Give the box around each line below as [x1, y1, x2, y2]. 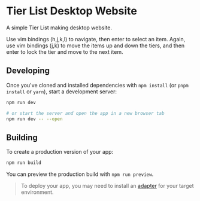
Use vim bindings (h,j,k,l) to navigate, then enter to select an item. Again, [6, 35, 186, 42]
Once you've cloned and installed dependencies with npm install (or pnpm [6, 81, 189, 89]
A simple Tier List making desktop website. [6, 24, 113, 31]
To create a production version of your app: [6, 148, 114, 156]
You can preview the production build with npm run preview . [6, 170, 154, 178]
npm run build [6, 160, 42, 166]
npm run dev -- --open [6, 115, 63, 122]
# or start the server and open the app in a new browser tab [6, 110, 165, 116]
